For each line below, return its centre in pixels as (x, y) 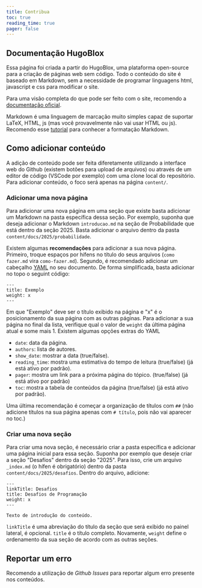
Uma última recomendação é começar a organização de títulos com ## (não (100, 406)
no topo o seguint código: (38, 274)
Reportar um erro (39, 558)
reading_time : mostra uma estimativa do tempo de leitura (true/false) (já (104, 362)
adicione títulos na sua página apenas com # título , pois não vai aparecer (99, 412)
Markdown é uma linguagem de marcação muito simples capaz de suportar (100, 117)
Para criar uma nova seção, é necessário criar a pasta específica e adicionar (101, 447)
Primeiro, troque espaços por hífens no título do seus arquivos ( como (90, 254)
